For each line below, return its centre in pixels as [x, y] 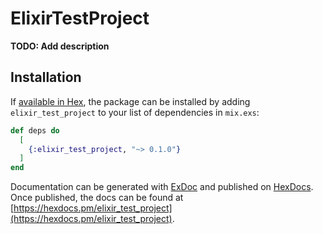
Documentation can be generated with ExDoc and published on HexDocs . [162, 187]
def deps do [35, 130]
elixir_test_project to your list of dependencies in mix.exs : [135, 112]
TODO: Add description [60, 46]
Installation [46, 77]
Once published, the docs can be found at [97, 198]
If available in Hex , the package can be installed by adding [130, 101]
